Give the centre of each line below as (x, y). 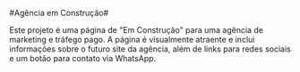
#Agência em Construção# (59, 13)
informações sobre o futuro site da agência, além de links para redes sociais (150, 49)
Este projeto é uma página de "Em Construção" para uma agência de (137, 30)
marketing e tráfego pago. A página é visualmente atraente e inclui (132, 40)
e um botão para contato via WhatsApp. (83, 58)
